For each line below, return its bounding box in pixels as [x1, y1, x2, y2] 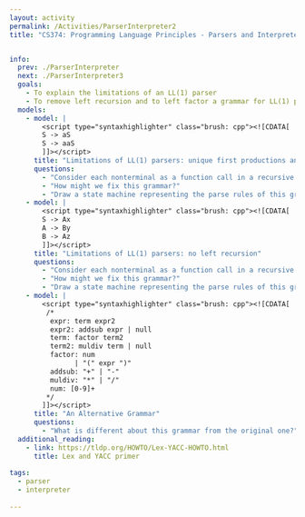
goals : [17, 80, 43, 89]
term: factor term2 [49, 333, 124, 343]
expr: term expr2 [49, 316, 116, 325]
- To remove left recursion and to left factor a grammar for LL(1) [25, 96, 290, 105]
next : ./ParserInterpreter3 [17, 72, 124, 81]
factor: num [49, 351, 95, 360]
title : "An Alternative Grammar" [33, 410, 161, 419]
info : [9, 55, 30, 64]
